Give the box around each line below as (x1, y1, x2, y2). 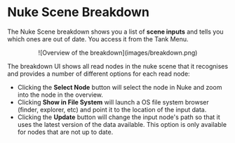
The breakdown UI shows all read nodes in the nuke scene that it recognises (7, 62, 229, 70)
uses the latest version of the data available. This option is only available (17, 120, 227, 128)
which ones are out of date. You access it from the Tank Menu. (7, 34, 189, 43)
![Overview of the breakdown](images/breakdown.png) (38, 48, 198, 57)
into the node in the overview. (17, 90, 104, 99)
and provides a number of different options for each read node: (7, 69, 191, 78)
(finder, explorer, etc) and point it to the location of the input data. (17, 105, 207, 114)
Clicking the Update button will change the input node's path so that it (17, 113, 221, 121)
